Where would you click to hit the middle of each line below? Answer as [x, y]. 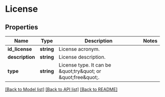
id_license [20, 49]
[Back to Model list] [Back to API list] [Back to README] [61, 89]
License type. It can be [85, 65]
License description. [82, 57]
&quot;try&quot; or [80, 71]
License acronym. [79, 49]
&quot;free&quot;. [79, 77]
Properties [22, 27]
